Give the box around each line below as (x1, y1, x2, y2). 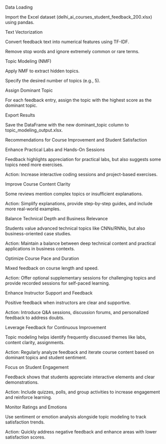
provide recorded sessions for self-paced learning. (5, 280, 110, 286)
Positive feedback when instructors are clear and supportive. (5, 300, 131, 306)
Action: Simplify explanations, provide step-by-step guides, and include (5, 201, 152, 206)
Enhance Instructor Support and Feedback (5, 290, 93, 295)
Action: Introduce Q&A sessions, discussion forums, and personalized (5, 310, 149, 315)
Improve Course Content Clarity (5, 181, 71, 187)
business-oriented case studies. (5, 231, 71, 236)
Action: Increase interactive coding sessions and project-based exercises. (5, 172, 158, 177)
